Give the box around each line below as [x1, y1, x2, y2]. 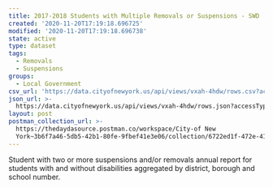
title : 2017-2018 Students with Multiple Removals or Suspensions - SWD [8, 11, 260, 20]
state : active [8, 34, 57, 43]
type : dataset [8, 42, 57, 50]
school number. [8, 172, 61, 182]
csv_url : [8, 87, 38, 96]
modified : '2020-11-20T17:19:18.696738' [8, 27, 148, 35]
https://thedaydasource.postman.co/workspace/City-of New [15, 125, 217, 133]
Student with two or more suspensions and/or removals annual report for [8, 155, 253, 164]
